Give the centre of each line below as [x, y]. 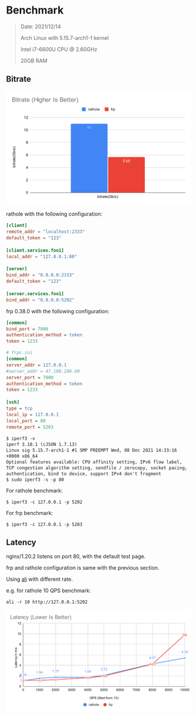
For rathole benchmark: [34, 490]
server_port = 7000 [30, 377]
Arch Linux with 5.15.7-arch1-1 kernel [65, 38]
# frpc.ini [19, 353]
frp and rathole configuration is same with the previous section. [83, 568]
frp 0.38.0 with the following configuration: [58, 311]
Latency [21, 542]
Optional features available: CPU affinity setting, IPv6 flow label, [94, 462]
